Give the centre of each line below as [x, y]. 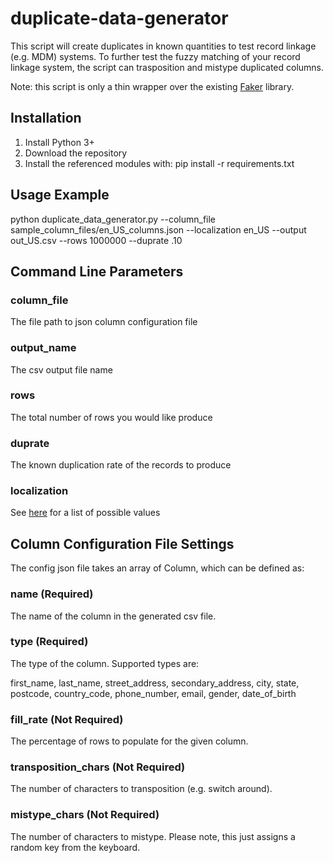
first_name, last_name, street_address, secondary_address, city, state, [155, 683]
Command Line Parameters [97, 271]
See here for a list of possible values [85, 513]
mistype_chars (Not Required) [85, 815]
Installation [46, 118]
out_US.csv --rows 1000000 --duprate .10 [96, 240]
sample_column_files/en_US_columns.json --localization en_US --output [158, 229]
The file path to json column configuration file [104, 322]
